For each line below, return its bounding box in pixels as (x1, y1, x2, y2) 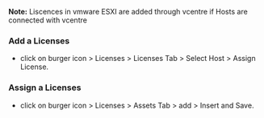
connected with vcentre (8, 15, 87, 25)
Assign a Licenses (8, 82, 82, 93)
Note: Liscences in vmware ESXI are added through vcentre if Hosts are (8, 7, 248, 16)
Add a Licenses (8, 35, 70, 47)
